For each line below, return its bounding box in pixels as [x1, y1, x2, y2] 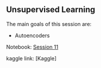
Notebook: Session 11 [6, 43, 58, 50]
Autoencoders [14, 32, 50, 39]
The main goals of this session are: [6, 20, 92, 27]
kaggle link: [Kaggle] [6, 54, 57, 61]
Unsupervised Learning [6, 5, 96, 15]
